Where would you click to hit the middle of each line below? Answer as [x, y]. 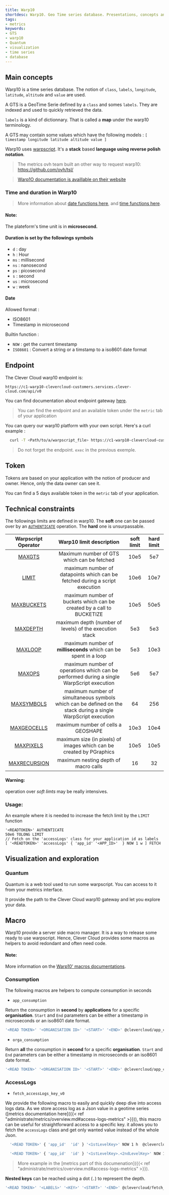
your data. [16, 905]
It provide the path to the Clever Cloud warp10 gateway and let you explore [83, 899]
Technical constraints [40, 509]
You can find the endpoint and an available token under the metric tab [90, 410]
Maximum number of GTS [89, 554]
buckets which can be [89, 602]
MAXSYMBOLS [29, 704]
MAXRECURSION [29, 763]
